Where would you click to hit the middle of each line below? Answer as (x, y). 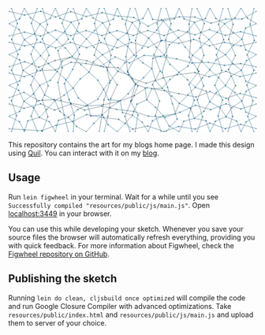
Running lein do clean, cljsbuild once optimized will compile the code (127, 298)
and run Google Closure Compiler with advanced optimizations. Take (120, 306)
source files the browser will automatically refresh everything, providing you (132, 237)
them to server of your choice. (58, 322)
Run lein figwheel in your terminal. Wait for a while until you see (114, 196)
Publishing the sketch (63, 279)
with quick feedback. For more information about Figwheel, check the (121, 245)
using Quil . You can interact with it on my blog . (84, 153)
